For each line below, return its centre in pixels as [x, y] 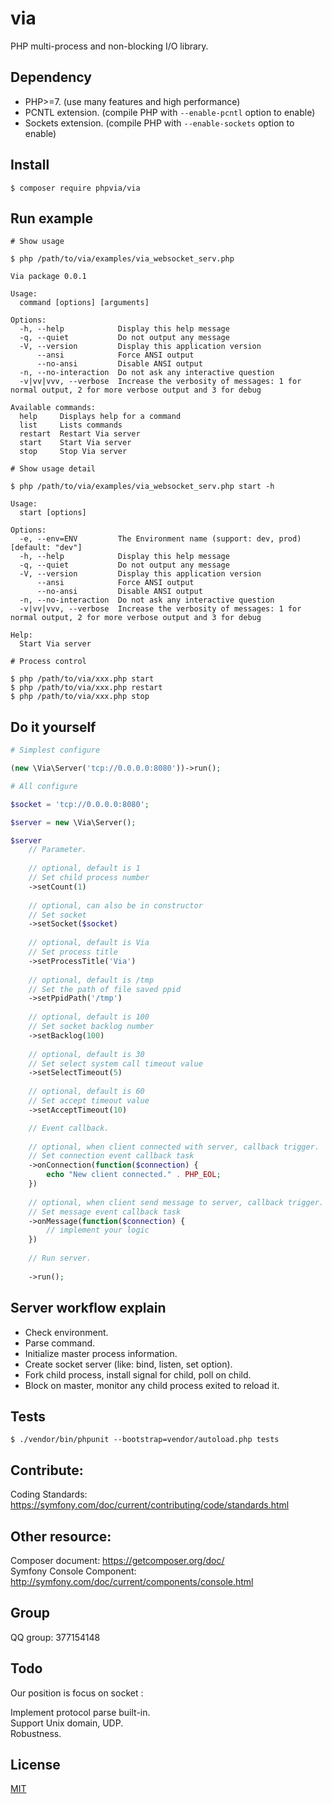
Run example [51, 218]
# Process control [48, 662]
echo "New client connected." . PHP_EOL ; [134, 1175]
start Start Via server [75, 443]
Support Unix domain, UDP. [67, 1723]
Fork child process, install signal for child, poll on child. [138, 1374]
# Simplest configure [55, 750]
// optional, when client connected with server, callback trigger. [174, 1147]
